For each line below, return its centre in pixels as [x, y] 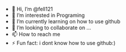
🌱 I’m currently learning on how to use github [66, 21]
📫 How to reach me [36, 34]
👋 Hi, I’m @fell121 [32, 9]
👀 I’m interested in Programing [48, 15]
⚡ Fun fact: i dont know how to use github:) [64, 43]
